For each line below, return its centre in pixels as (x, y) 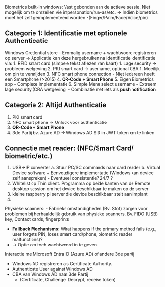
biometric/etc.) (29, 156)
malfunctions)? (27, 240)
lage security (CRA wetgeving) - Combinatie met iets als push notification (81, 89)
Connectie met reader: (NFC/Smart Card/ (69, 148)
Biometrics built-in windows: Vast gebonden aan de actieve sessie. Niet (78, 7)
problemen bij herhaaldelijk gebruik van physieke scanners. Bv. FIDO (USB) (82, 214)
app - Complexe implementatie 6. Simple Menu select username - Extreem (81, 84)
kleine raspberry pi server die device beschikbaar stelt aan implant (80, 194)
